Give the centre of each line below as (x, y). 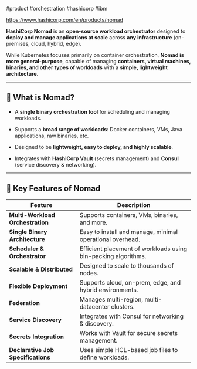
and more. (94, 222)
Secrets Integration (37, 337)
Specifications (30, 357)
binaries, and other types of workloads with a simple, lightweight (87, 67)
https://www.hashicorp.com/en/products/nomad (64, 20)
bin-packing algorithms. (113, 256)
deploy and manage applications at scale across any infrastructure (89, 37)
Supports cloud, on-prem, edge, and (130, 282)
